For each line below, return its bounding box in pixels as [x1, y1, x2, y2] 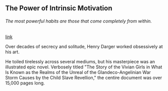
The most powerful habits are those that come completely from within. [5, 18, 152, 24]
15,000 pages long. [5, 80, 45, 86]
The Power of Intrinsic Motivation [5, 4, 113, 13]
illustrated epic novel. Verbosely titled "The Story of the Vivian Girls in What [5, 64, 162, 70]
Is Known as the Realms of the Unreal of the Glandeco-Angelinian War [5, 69, 151, 75]
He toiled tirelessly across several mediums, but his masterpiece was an [5, 58, 155, 64]
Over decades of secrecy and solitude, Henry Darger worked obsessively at [5, 43, 163, 49]
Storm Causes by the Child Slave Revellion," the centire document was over [5, 74, 162, 80]
